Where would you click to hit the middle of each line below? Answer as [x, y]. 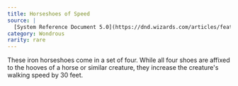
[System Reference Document [55, 27]
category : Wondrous [36, 33]
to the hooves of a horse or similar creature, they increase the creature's [113, 68]
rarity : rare [27, 40]
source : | [22, 20]
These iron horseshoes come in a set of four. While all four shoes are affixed [119, 60]
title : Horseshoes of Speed [49, 14]
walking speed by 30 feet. [45, 75]
